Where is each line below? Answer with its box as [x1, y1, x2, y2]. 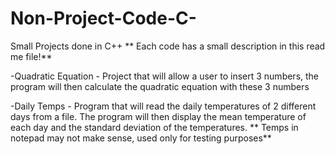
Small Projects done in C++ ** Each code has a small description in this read [10, 40, 326, 52]
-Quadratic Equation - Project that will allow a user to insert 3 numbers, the [10, 70, 320, 82]
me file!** [10, 50, 53, 62]
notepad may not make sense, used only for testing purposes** [10, 132, 272, 144]
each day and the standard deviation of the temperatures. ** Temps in [10, 121, 299, 133]
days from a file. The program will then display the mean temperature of [10, 110, 307, 122]
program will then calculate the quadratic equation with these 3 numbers [10, 80, 310, 92]
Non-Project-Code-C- [10, 7, 197, 30]
